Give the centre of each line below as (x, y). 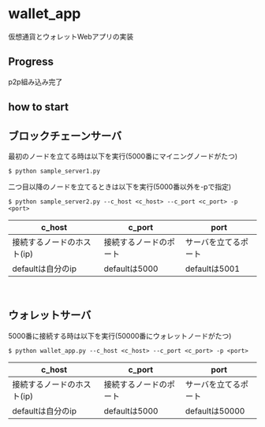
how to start (39, 107)
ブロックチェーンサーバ (65, 136)
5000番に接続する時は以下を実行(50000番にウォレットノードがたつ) (120, 336)
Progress (31, 62)
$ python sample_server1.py (54, 171)
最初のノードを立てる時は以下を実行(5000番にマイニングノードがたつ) (123, 156)
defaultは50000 (215, 410)
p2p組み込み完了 (35, 82)
